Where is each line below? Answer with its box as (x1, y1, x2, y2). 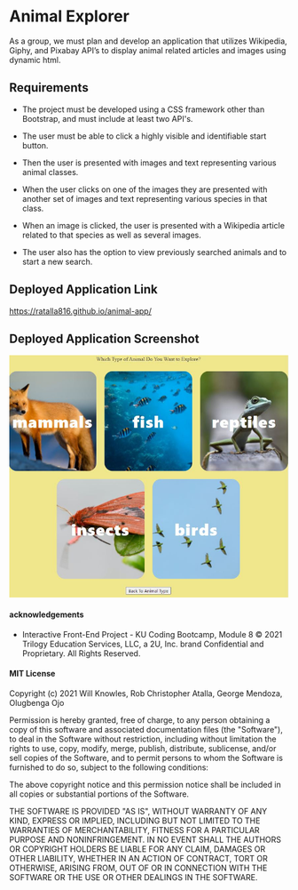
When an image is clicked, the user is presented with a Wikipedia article (21, 220, 286, 230)
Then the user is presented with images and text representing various (21, 157, 277, 168)
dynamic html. (9, 54, 61, 65)
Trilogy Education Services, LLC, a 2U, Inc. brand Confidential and (21, 638, 264, 649)
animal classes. (21, 166, 79, 177)
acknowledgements (9, 609, 84, 620)
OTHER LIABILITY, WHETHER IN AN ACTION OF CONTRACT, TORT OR (9, 854, 268, 864)
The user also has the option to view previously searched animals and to (21, 246, 286, 257)
